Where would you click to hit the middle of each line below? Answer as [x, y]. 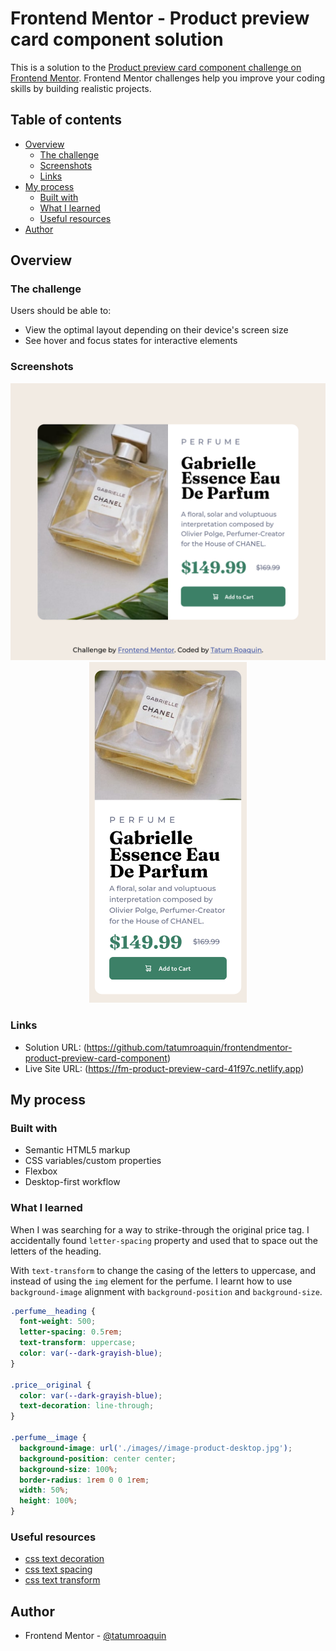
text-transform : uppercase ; [78, 1343]
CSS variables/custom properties [93, 1161]
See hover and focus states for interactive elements [131, 341]
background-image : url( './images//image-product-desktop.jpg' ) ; [156, 1448]
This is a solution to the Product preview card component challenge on [156, 67]
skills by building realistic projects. [81, 88]
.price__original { [51, 1385]
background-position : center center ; [98, 1458]
